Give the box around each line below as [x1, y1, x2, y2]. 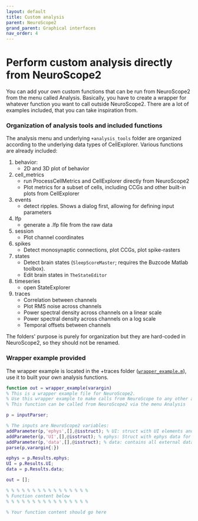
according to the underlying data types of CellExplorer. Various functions [6, 141, 183, 148]
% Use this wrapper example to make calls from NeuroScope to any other [6, 396, 189, 402]
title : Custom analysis [6, 14, 65, 20]
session [14, 227, 34, 235]
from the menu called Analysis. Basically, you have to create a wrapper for [6, 94, 187, 101]
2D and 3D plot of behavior [23, 165, 90, 172]
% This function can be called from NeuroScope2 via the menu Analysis [6, 401, 186, 407]
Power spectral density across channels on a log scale [23, 315, 156, 322]
